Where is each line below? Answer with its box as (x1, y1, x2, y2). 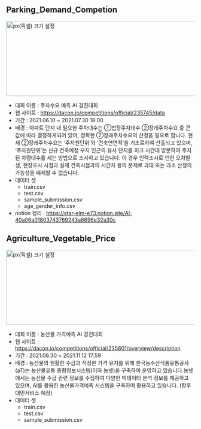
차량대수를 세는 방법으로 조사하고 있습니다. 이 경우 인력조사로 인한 (21, 154, 175, 161)
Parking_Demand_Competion (6, 5, 118, 15)
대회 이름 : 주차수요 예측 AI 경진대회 (14, 101, 99, 108)
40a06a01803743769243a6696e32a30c (14, 216, 116, 223)
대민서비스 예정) (14, 389, 53, 396)
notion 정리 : (14, 209, 45, 216)
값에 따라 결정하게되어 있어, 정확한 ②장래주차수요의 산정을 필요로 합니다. (14, 131, 187, 138)
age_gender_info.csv (23, 202, 76, 209)
